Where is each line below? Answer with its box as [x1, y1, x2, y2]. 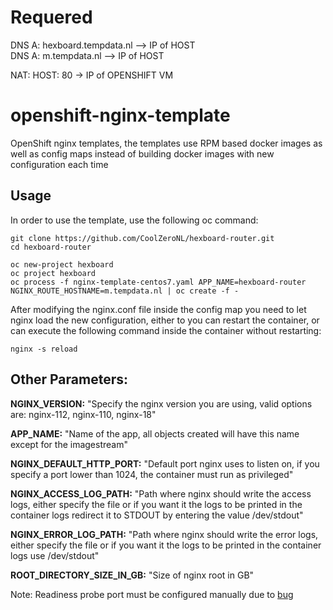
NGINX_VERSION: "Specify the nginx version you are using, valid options [10, 397, 313, 410]
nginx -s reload [10, 344, 78, 354]
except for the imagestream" [10, 438, 128, 450]
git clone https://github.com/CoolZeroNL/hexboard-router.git [10, 233, 275, 243]
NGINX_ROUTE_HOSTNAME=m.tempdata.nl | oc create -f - [10, 286, 240, 296]
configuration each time [10, 158, 109, 170]
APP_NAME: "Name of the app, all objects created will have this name [10, 427, 300, 440]
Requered [10, 6, 93, 29]
